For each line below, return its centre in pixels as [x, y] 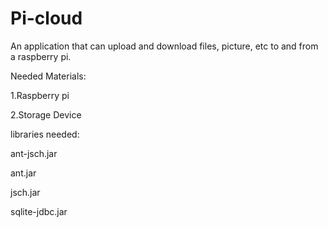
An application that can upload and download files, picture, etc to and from [164, 46]
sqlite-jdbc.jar [39, 211]
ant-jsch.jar [34, 153]
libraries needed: [45, 134]
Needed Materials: [48, 76]
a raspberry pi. [41, 56]
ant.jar [23, 173]
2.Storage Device [46, 114]
